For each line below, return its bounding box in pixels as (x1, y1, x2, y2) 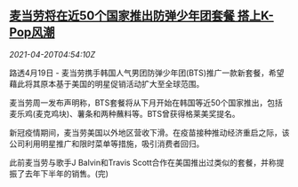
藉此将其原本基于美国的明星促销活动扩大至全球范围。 (9, 78, 205, 89)
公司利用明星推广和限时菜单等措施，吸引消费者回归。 (9, 138, 205, 149)
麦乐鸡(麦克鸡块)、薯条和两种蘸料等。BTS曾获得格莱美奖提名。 (9, 108, 240, 119)
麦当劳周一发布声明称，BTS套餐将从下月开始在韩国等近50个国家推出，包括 (9, 97, 283, 108)
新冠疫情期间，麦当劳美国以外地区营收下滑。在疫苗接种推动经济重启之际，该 (9, 127, 290, 137)
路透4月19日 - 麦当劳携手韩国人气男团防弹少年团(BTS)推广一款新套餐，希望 (9, 67, 285, 78)
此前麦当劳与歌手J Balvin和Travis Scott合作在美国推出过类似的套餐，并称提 (9, 157, 285, 168)
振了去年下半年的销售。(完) (9, 168, 109, 179)
